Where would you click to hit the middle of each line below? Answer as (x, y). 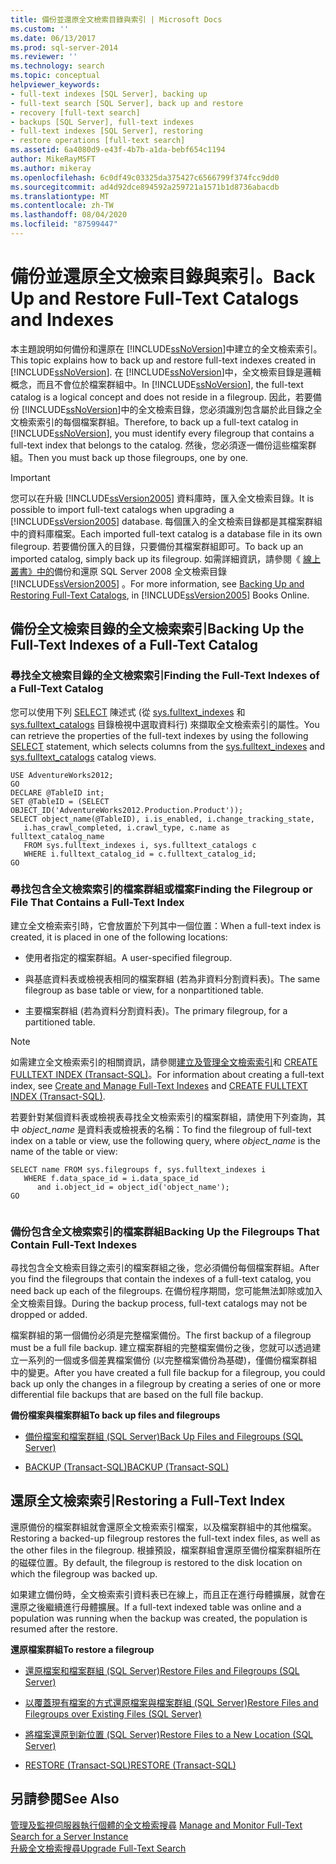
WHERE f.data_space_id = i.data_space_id (111, 1178)
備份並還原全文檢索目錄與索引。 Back (163, 277)
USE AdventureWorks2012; (62, 775)
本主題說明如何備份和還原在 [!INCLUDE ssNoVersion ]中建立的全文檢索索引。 (166, 348)
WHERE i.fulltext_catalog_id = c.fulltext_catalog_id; (140, 854)
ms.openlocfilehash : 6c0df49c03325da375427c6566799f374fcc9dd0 (145, 177)
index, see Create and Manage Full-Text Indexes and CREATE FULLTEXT (159, 1085)
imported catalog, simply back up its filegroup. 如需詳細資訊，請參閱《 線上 (165, 558)
